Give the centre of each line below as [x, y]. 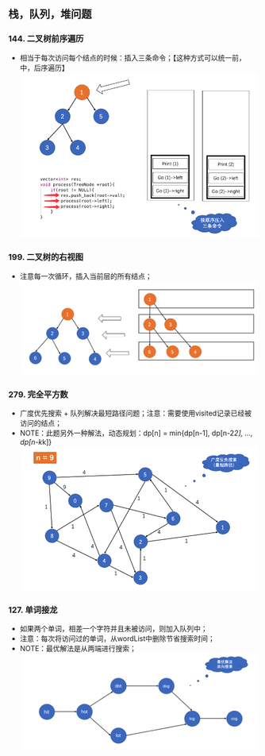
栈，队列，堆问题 [50, 14]
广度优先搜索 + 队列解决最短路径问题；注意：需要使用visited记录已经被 [136, 413]
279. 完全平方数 [38, 394]
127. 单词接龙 [33, 610]
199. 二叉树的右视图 [46, 257]
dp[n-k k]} [36, 442]
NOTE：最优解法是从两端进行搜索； [78, 649]
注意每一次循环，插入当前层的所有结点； [86, 276]
